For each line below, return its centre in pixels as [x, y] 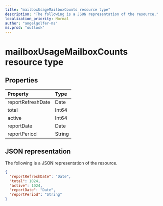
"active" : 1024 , [26, 185]
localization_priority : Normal [37, 19]
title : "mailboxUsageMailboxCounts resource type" [58, 10]
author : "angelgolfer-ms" [31, 23]
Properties [22, 80]
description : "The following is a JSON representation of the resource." [82, 14]
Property [18, 94]
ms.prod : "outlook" [25, 28]
